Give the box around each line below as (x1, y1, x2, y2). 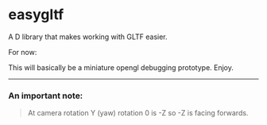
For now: (8, 47, 37, 57)
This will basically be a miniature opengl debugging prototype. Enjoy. (8, 62, 234, 72)
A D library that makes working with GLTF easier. (8, 32, 168, 41)
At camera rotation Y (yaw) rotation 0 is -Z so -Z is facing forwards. (27, 108, 249, 118)
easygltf (8, 6, 64, 24)
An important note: (8, 90, 83, 101)
